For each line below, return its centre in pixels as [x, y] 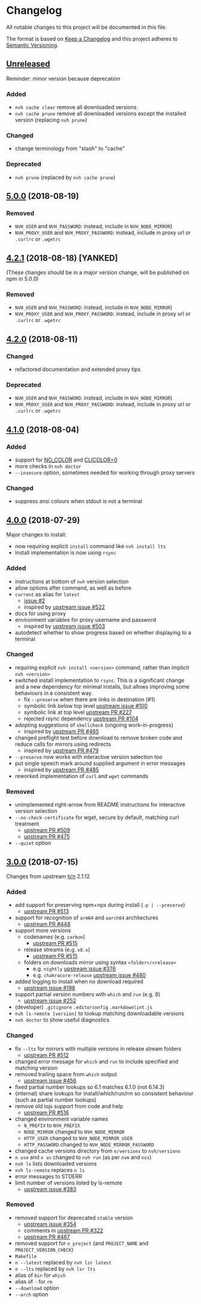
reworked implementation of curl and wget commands [81, 776]
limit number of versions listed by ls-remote [68, 1183]
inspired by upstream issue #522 [64, 607]
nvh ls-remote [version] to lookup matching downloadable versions [99, 1014]
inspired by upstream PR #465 [61, 731]
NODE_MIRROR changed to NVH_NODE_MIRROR [74, 1132]
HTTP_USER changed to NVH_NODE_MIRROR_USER [78, 1138]
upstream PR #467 [47, 1237]
